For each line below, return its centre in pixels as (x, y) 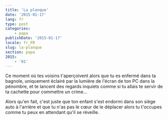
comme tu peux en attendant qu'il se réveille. (52, 112)
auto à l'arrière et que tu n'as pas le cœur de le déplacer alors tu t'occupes (84, 107)
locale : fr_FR (20, 43)
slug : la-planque (24, 47)
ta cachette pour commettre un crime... (46, 92)
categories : (18, 29)
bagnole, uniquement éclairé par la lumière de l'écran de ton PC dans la (80, 81)
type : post (17, 24)
